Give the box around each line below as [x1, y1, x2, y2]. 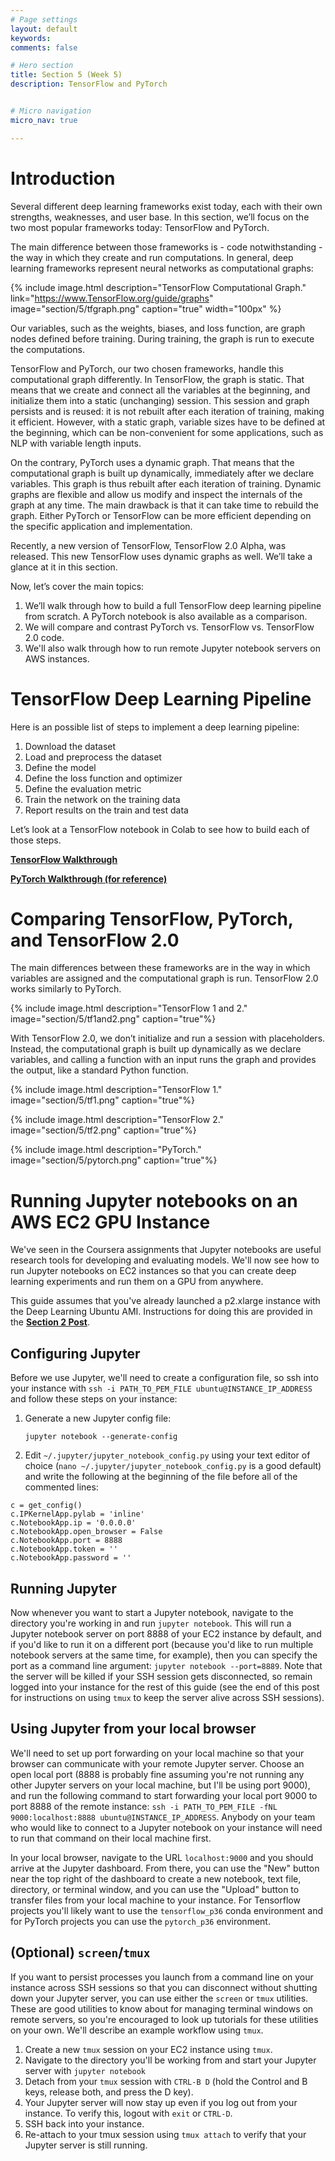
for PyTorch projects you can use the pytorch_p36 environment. [10, 1915, 271, 1927]
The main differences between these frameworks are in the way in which [10, 962, 311, 974]
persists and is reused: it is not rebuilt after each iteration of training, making [10, 405, 325, 417]
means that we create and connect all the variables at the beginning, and [10, 384, 311, 396]
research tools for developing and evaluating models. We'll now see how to [10, 1254, 320, 1266]
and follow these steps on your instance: [10, 1393, 178, 1405]
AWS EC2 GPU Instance [10, 1211, 211, 1233]
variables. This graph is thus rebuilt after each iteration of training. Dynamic [10, 477, 322, 490]
